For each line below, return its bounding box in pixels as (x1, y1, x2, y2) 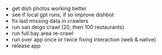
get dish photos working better (11, 5, 87, 12)
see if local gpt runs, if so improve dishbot (11, 11, 114, 18)
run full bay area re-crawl (11, 30, 74, 37)
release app (11, 42, 41, 49)
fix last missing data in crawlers (11, 18, 89, 24)
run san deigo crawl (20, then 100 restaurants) (11, 23, 125, 30)
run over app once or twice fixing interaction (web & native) (11, 36, 156, 43)
